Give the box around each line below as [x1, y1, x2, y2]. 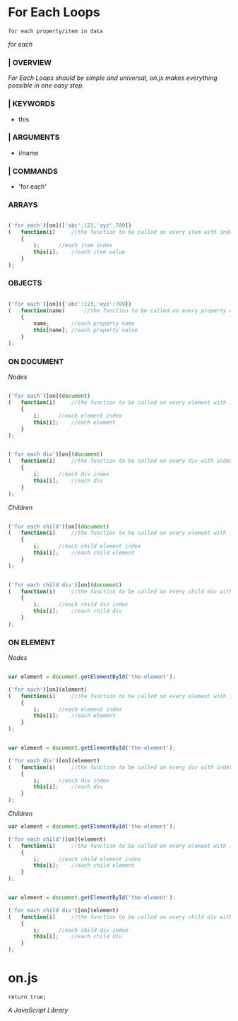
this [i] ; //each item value [33, 248, 126, 255]
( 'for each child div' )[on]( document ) [8, 581, 122, 589]
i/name [18, 148, 39, 157]
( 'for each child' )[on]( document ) [8, 523, 110, 530]
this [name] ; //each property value [33, 326, 138, 334]
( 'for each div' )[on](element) [8, 757, 100, 764]
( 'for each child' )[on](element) [8, 835, 107, 843]
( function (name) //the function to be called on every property [8, 307, 227, 314]
